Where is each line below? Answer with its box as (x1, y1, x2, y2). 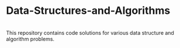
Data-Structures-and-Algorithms (6, 4, 171, 17)
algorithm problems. (6, 35, 54, 42)
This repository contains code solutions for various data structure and (6, 29, 174, 36)
